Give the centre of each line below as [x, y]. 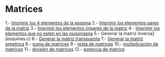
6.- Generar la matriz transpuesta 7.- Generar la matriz [87, 39]
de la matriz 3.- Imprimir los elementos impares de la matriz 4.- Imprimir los [82, 28]
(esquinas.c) [18, 39]
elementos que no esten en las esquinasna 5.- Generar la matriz [71, 33]
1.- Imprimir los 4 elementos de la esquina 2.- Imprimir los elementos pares [82, 23]
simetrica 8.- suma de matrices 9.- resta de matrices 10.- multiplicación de [82, 44]
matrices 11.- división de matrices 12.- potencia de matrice [65, 49]
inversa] [146, 33]
